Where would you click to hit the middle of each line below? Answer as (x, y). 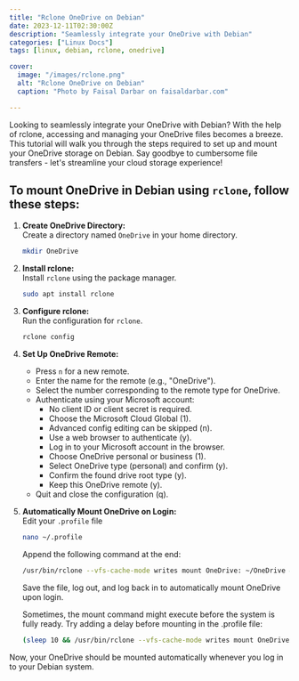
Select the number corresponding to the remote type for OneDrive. (158, 390)
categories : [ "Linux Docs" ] (61, 42)
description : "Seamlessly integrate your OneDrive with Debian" (131, 34)
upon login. (43, 596)
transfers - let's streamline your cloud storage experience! (116, 162)
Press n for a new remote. (82, 371)
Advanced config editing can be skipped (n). (130, 428)
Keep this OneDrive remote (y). (105, 485)
